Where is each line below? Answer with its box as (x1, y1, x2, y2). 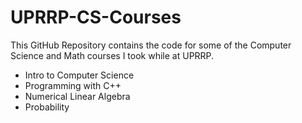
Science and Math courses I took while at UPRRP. (10, 49, 215, 61)
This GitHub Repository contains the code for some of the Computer (10, 39, 292, 51)
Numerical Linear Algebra (24, 90, 131, 102)
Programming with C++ (24, 79, 122, 91)
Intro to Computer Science (24, 69, 135, 81)
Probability (24, 101, 70, 113)
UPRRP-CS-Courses (10, 6, 182, 29)
